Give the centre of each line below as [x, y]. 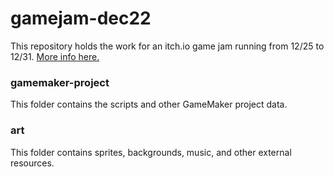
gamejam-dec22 [81, 18]
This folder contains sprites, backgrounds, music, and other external [151, 152]
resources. [32, 163]
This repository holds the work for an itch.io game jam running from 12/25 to [167, 46]
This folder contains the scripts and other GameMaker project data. [149, 104]
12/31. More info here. [55, 56]
